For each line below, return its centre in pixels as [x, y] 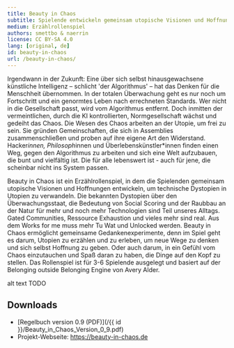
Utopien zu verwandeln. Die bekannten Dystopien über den [92, 196]
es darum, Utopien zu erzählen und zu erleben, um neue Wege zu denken [113, 240]
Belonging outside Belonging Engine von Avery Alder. [84, 269]
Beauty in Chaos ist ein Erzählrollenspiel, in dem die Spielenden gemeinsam [116, 181]
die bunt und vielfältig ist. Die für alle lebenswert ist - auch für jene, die [109, 160]
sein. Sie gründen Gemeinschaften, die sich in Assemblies [91, 130]
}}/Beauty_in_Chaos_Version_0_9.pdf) [70, 329]
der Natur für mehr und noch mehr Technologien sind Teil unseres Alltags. [114, 210]
